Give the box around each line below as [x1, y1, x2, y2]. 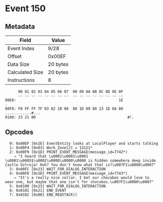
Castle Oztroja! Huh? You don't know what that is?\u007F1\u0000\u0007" [5, 162, 156, 167]
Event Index [7, 45, 35, 52]
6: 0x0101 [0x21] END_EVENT [9, 188, 67, 193]
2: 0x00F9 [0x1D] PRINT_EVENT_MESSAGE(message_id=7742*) [9, 149, 128, 154]
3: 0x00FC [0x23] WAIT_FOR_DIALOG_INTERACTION [9, 166, 106, 171]
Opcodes [5, 128, 34, 137]
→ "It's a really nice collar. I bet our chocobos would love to [14, 175, 150, 180]
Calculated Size [7, 69, 43, 76]
